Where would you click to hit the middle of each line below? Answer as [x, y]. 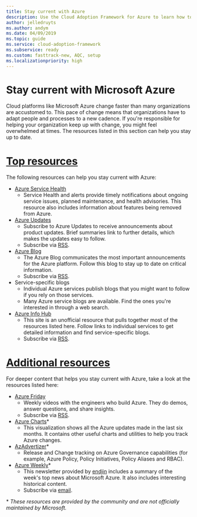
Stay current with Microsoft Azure [91, 90]
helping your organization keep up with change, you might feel [81, 125]
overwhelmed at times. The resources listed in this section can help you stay [98, 131]
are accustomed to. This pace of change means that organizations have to [96, 112]
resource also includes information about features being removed [102, 208]
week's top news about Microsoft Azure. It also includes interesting [105, 478]
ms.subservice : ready [33, 50]
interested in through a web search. [66, 308]
